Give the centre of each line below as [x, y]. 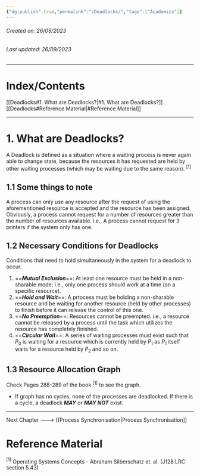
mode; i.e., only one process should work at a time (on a [107, 285]
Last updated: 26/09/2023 [39, 49]
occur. [14, 267]
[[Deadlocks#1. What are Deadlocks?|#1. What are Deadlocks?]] [85, 103]
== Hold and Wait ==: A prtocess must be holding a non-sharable [94, 297]
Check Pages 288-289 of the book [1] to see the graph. [74, 384]
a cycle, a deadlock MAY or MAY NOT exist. [69, 403]
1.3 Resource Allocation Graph [63, 370]
